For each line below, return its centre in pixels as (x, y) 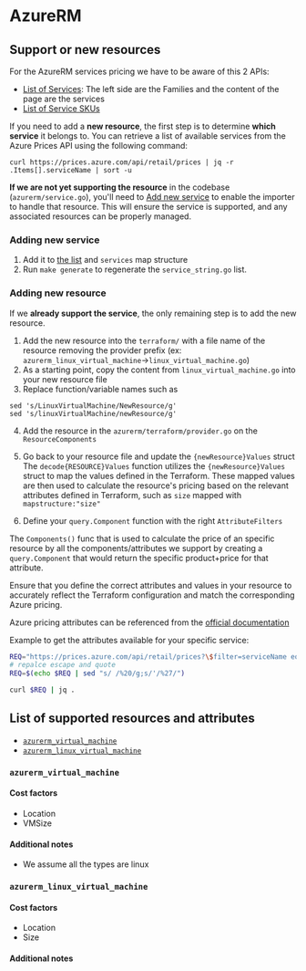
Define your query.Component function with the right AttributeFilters (153, 520)
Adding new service (55, 240)
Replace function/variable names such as (100, 389)
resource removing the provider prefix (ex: (102, 350)
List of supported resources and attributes (132, 719)
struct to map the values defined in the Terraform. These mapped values (159, 475)
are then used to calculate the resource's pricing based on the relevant (156, 485)
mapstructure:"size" (61, 504)
